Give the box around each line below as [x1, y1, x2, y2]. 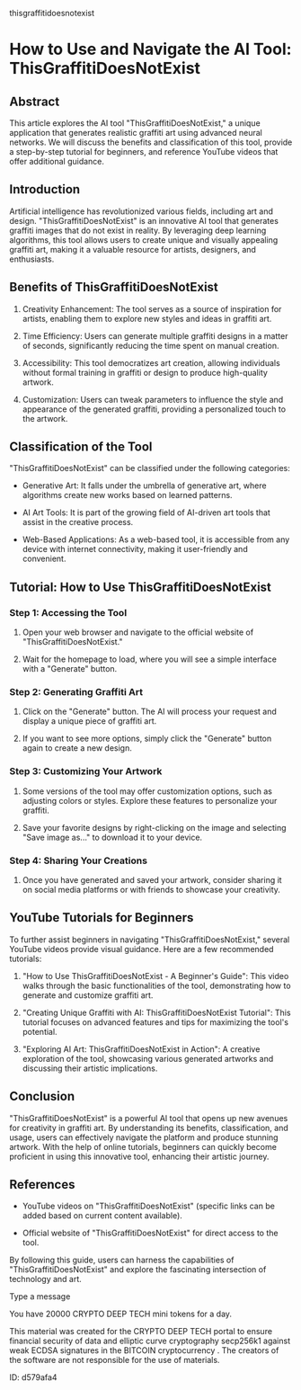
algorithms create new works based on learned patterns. [22, 490, 233, 501]
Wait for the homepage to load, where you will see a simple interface [22, 654, 277, 664]
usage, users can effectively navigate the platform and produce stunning [9, 1132, 279, 1143]
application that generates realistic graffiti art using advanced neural [9, 128, 263, 138]
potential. [22, 1026, 58, 1037]
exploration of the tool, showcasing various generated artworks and [22, 1053, 274, 1064]
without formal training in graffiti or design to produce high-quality [22, 367, 268, 378]
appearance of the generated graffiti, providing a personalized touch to [22, 404, 286, 414]
